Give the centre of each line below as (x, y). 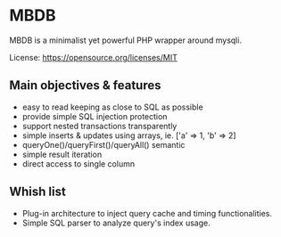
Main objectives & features (85, 86)
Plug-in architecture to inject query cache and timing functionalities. (147, 213)
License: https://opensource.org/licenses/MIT (94, 57)
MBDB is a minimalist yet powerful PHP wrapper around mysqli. (126, 40)
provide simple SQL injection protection (95, 116)
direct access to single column (79, 163)
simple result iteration (62, 154)
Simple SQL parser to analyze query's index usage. (116, 223)
